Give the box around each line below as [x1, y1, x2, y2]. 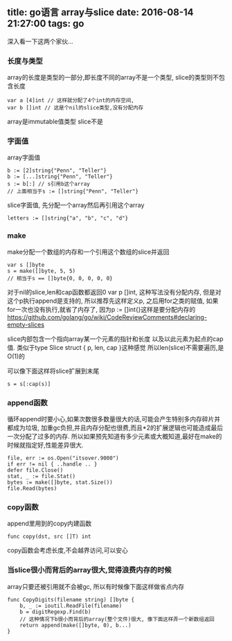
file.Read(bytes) [7, 485, 57, 492]
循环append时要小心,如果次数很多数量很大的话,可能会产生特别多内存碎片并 [7, 415, 221, 423]
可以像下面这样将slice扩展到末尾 [7, 367, 100, 375]
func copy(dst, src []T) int [7, 533, 91, 541]
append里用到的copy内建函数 [7, 519, 92, 528]
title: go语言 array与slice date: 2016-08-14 [7, 6, 194, 19]
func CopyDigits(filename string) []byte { [7, 596, 135, 603]
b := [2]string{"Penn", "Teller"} [7, 167, 107, 175]
